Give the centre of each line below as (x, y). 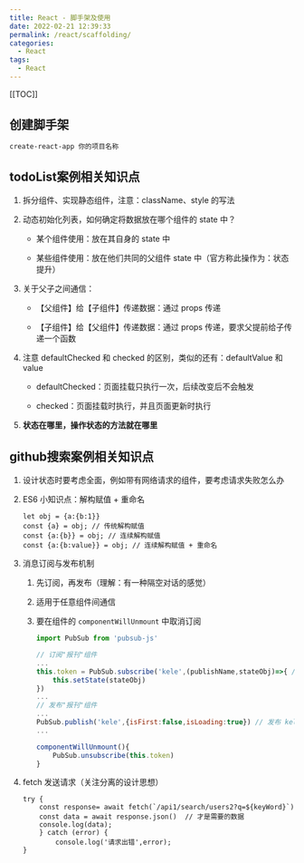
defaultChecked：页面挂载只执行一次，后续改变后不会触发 (145, 387)
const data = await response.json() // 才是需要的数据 (142, 817)
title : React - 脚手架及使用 (60, 18)
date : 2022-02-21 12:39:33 (60, 26)
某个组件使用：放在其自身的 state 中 (103, 239)
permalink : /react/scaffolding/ (70, 34)
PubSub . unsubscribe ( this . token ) (114, 755)
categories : (32, 43)
